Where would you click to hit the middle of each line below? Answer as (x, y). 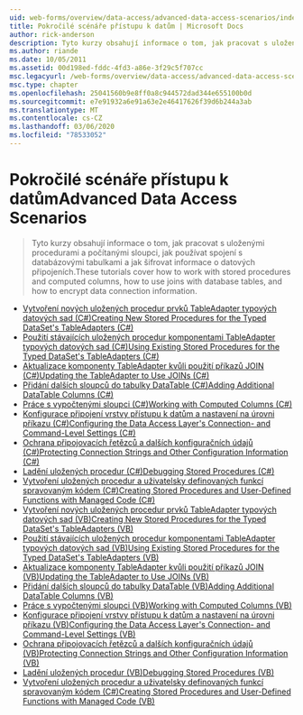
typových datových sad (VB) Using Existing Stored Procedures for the (151, 547)
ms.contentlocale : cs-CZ (56, 118)
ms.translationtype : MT (54, 110)
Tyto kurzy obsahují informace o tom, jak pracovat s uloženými (148, 243)
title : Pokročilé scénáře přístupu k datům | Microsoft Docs (127, 26)
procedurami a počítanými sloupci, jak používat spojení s (137, 252)
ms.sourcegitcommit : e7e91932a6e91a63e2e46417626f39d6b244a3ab (131, 101)
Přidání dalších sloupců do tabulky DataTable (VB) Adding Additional (148, 586)
